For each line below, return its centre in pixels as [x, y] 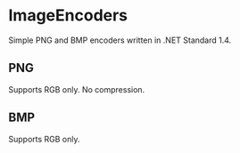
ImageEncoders [68, 16]
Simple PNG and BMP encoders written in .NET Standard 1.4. [120, 40]
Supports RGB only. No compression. [77, 89]
